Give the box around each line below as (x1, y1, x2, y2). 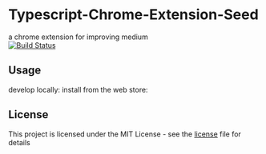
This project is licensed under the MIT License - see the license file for (8, 129, 242, 139)
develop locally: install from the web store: (8, 85, 148, 94)
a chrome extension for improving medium (8, 32, 148, 41)
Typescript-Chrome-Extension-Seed (8, 6, 259, 24)
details (8, 137, 30, 147)
